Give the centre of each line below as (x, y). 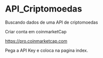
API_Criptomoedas (44, 9)
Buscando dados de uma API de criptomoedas (51, 22)
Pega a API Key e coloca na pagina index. (47, 50)
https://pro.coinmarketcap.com (36, 41)
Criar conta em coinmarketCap (36, 31)
